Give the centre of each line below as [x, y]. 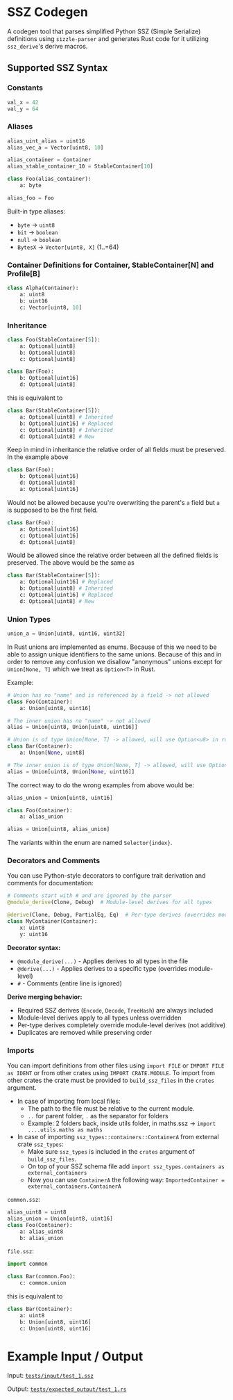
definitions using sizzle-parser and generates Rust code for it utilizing [108, 38]
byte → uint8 [36, 225]
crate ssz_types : [40, 1144]
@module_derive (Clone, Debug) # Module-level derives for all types [110, 902]
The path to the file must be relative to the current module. [111, 1109]
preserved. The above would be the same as [71, 563]
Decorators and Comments [54, 861]
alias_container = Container [49, 160]
